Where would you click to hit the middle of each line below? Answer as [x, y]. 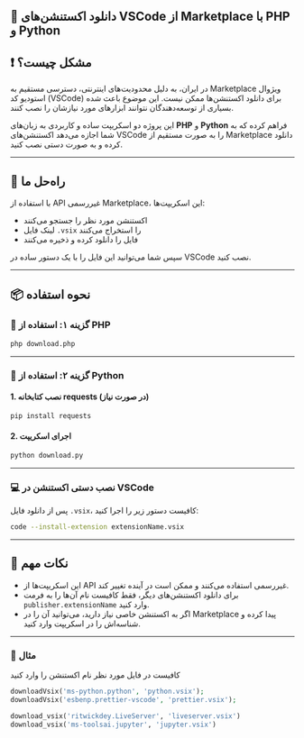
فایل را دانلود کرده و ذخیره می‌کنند [81, 240]
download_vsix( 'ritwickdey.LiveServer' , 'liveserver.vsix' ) [126, 716]
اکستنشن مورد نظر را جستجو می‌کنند [85, 221]
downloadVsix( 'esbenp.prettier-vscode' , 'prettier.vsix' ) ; [124, 699]
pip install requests [51, 415]
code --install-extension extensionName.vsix [97, 527]
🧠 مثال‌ [23, 655]
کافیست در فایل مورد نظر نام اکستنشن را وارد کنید [96, 674]
